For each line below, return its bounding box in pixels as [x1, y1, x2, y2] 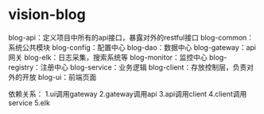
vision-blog [8, 6, 86, 24]
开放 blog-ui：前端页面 [21, 72, 97, 82]
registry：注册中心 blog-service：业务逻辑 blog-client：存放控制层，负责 [8, 62, 247, 72]
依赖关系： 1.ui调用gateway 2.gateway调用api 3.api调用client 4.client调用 [8, 89, 247, 98]
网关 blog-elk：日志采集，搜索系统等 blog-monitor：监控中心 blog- [8, 52, 227, 62]
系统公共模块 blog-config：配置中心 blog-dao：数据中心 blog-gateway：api [8, 42, 257, 52]
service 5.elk [8, 97, 50, 108]
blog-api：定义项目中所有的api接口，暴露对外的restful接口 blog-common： [8, 32, 254, 42]
